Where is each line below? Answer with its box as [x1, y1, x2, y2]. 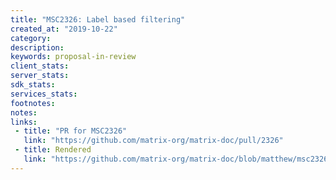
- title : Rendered [14, 145, 92, 155]
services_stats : [10, 89, 78, 99]
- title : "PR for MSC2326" [14, 126, 128, 136]
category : [10, 33, 52, 43]
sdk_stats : [10, 80, 56, 90]
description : [10, 42, 65, 53]
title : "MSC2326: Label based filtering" [10, 14, 186, 25]
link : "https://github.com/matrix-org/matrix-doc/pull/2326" [23, 136, 284, 146]
